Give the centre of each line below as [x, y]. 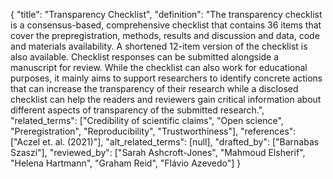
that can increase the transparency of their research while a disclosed [154, 88]
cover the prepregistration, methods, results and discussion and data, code [165, 35]
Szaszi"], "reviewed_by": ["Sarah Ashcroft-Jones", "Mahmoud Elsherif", [158, 152]
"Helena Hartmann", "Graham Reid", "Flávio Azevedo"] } [126, 163]
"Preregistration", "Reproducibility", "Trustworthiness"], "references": [153, 131]
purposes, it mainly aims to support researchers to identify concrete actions [166, 78]
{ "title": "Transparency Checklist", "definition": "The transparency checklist [166, 14]
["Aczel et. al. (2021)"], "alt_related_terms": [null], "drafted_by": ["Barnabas [165, 142]
